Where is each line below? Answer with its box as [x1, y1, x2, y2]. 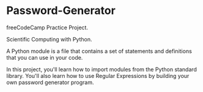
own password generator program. [6, 79, 94, 86]
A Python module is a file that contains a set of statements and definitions [6, 47, 193, 55]
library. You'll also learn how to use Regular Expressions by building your [6, 72, 190, 79]
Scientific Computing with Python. [6, 35, 92, 43]
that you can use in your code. [6, 54, 83, 61]
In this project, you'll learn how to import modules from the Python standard [6, 65, 197, 73]
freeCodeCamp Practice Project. [6, 24, 89, 31]
